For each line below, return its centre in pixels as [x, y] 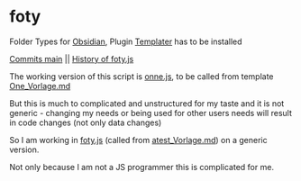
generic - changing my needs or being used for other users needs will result [151, 113]
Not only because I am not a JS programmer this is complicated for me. [142, 167]
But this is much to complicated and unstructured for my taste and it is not [147, 103]
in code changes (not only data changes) [86, 122]
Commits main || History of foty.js [72, 59]
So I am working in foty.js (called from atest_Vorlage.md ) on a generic [138, 140]
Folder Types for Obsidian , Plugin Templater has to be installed [126, 41]
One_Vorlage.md [40, 86]
